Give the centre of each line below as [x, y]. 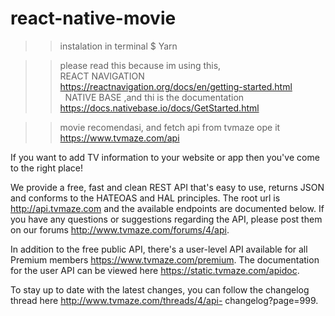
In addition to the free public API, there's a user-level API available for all [159, 249]
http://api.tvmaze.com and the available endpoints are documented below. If [167, 208]
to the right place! [46, 168]
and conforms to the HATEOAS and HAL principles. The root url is [145, 198]
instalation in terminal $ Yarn [118, 46]
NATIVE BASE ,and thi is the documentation [154, 97]
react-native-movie [93, 18]
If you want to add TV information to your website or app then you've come [165, 157]
